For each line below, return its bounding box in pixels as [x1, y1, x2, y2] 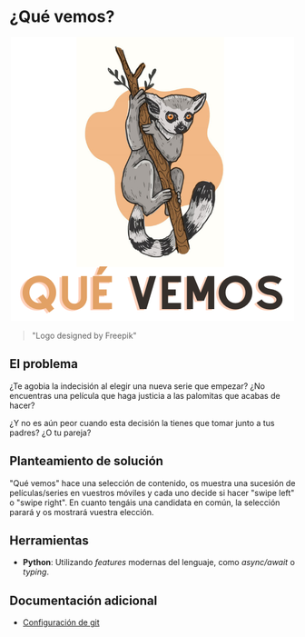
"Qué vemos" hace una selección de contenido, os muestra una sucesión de [9, 477, 296, 488]
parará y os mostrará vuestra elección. [9, 506, 154, 517]
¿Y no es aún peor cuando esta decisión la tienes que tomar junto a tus [9, 417, 275, 428]
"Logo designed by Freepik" [31, 330, 138, 341]
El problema [9, 356, 79, 372]
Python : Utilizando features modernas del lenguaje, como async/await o [22, 557, 295, 568]
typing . [22, 566, 50, 578]
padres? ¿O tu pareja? [9, 427, 92, 438]
